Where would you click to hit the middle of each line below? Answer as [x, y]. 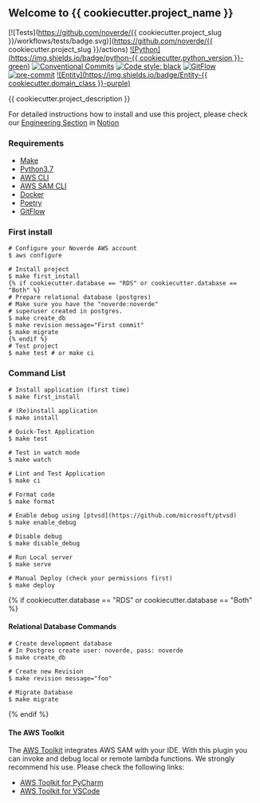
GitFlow [32, 211]
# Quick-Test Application [51, 431]
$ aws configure [35, 256]
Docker [32, 195]
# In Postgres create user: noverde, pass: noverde [96, 650]
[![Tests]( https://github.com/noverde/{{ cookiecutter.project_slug [115, 32]
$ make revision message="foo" [60, 678]
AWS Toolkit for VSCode [60, 791]
